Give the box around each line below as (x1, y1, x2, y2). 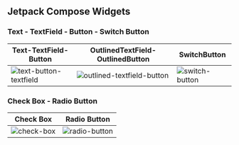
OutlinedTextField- (90, 45, 156, 55)
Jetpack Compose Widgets (7, 6, 131, 18)
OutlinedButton (97, 54, 150, 64)
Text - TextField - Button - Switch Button (7, 27, 149, 37)
